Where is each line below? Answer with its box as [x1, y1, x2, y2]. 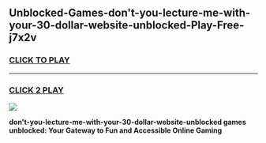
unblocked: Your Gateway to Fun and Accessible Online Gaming [9, 126, 223, 135]
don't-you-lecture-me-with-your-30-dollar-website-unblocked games [9, 117, 247, 126]
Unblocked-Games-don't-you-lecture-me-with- [9, 6, 251, 20]
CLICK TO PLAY [9, 55, 70, 66]
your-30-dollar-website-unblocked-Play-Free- [9, 19, 245, 32]
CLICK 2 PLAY [9, 85, 64, 96]
